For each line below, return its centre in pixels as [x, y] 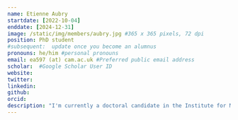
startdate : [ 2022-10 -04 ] [44, 20]
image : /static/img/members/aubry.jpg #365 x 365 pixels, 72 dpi [106, 34]
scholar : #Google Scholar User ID [60, 66]
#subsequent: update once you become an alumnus [82, 47]
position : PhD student [41, 40]
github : [19, 92]
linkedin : [22, 86]
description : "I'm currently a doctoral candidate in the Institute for [117, 106]
